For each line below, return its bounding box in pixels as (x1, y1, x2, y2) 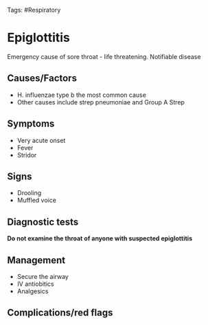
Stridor (16, 150, 37, 159)
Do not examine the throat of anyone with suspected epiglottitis (7, 234, 193, 243)
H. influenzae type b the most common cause (16, 91, 146, 99)
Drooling (16, 189, 42, 197)
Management (7, 254, 66, 266)
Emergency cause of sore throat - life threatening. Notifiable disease (7, 52, 201, 60)
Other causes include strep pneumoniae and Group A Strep (16, 98, 185, 106)
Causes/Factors (7, 72, 78, 85)
